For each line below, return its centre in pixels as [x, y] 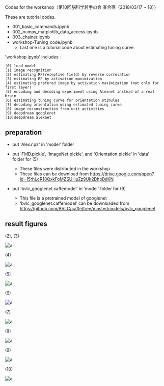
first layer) [18, 87]
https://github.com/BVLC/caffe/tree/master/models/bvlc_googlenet [87, 208]
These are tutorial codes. [30, 17]
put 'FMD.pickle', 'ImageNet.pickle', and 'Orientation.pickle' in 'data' [81, 154]
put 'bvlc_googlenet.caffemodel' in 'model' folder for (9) [69, 189]
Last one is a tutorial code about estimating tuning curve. [77, 47]
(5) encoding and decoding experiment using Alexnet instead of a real [80, 92]
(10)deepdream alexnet [28, 117]
